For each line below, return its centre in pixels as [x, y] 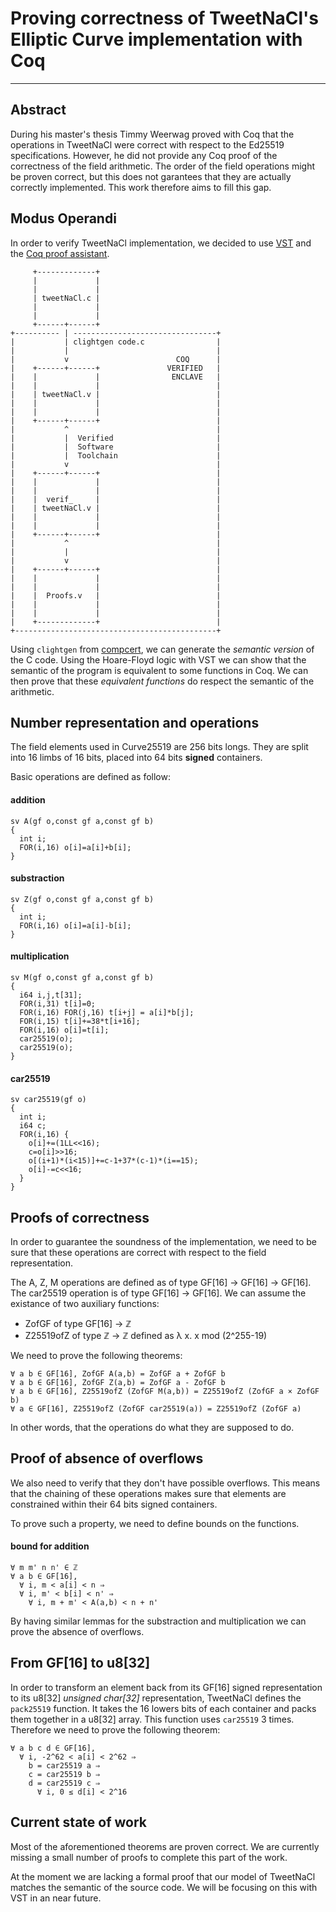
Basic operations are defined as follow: [90, 777]
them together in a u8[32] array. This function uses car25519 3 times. [152, 1719]
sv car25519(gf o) [48, 1100]
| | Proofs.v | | [116, 595]
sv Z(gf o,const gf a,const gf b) [82, 899]
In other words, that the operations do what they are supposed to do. [152, 1427]
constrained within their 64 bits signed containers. [114, 1504]
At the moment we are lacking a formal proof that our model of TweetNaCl [163, 1876]
